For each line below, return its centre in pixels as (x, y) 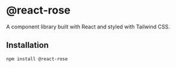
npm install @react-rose (37, 59)
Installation (27, 45)
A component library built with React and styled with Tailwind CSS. (88, 27)
